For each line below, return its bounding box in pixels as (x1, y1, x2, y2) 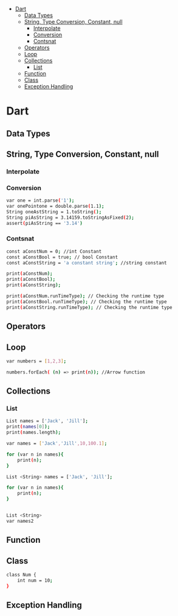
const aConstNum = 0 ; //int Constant (6, 248, 102, 255)
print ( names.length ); (6, 430, 61, 436)
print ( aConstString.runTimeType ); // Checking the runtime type (6, 304, 173, 310)
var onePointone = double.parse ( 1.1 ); (6, 204, 104, 210)
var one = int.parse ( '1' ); (6, 197, 75, 204)
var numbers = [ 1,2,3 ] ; (6, 358, 67, 364)
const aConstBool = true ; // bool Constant (6, 254, 118, 260)
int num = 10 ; (17, 577, 53, 584)
